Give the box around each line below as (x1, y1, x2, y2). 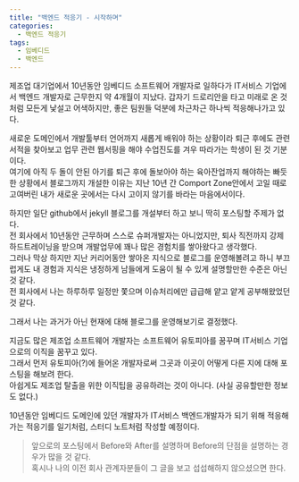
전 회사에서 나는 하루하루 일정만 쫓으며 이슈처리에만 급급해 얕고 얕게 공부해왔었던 (9, 286, 291, 296)
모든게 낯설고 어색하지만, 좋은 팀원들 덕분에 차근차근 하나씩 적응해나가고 (25, 103, 277, 113)
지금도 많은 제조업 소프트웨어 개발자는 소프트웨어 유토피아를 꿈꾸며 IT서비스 (9, 335, 272, 345)
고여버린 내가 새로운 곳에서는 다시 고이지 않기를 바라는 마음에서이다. (9, 189, 245, 199)
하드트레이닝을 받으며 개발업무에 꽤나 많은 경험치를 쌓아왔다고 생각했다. (9, 241, 257, 251)
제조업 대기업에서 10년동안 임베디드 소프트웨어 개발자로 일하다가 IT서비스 (9, 80, 263, 90)
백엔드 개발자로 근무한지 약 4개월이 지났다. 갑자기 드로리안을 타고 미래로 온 (18, 91, 278, 102)
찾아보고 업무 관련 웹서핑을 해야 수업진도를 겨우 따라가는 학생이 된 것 (32, 144, 271, 155)
